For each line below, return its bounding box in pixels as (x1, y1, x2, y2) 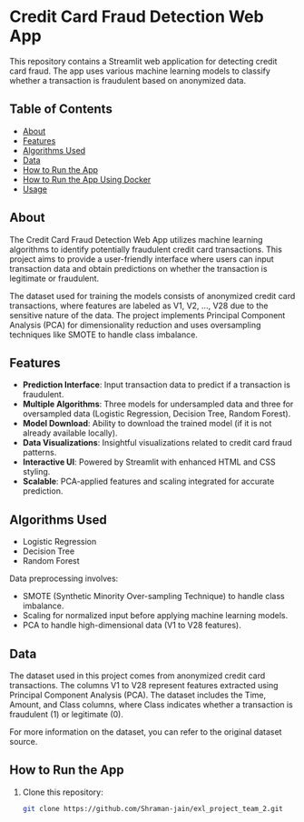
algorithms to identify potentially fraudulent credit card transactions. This (9, 244, 283, 255)
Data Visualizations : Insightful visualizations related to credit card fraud (22, 437, 292, 448)
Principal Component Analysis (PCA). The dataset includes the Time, (9, 689, 266, 700)
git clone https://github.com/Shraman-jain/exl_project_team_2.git (22, 804, 283, 813)
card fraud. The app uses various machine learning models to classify (9, 65, 270, 76)
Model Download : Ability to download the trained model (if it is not (22, 418, 272, 429)
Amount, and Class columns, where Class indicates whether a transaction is (9, 699, 293, 710)
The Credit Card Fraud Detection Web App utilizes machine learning (9, 234, 263, 245)
